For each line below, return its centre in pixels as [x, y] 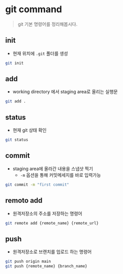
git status [17, 140]
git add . [16, 101]
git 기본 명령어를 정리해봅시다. [48, 24]
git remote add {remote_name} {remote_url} [52, 223]
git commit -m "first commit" [37, 184]
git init [14, 63]
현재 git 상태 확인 [29, 130]
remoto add [24, 200]
